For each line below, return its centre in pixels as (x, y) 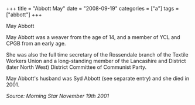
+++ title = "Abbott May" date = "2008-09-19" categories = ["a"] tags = (93, 8)
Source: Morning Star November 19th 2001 (58, 96)
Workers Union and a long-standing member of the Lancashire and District (96, 61)
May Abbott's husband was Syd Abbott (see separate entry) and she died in (97, 78)
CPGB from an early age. (36, 43)
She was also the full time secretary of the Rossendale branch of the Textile (97, 55)
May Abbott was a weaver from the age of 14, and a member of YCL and (93, 37)
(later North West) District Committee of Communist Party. (76, 67)
